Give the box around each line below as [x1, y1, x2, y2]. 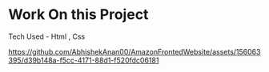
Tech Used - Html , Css [8, 32, 86, 41]
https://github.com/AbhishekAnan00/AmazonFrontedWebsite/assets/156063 [8, 47, 261, 56]
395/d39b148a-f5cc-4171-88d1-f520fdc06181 [8, 55, 159, 65]
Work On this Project [8, 6, 149, 24]
